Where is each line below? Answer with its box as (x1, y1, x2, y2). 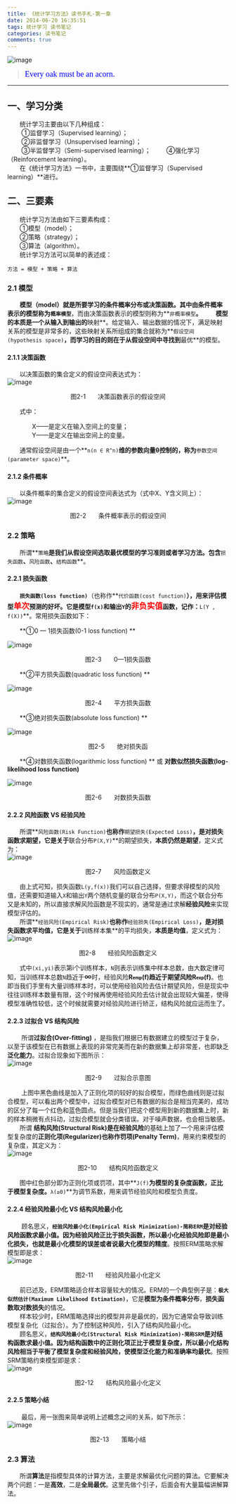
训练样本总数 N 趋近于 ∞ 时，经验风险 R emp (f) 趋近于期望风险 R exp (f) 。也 (25, 972, 223, 982)
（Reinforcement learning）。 (7, 155, 91, 163)
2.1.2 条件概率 (7, 472, 48, 480)
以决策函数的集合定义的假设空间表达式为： (20, 370, 143, 378)
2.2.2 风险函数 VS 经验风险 (7, 810, 86, 819)
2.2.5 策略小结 (7, 1396, 49, 1404)
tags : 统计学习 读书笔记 (7, 23, 72, 30)
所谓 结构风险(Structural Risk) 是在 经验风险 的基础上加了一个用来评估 (20, 1124, 218, 1132)
